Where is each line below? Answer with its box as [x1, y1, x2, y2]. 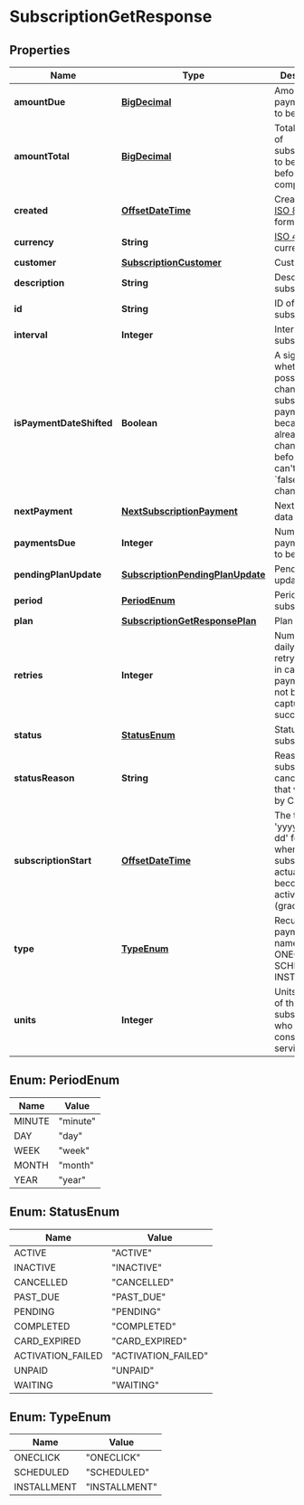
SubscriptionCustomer [121, 256, 222, 269]
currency [14, 236, 54, 248]
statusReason [14, 771, 75, 784]
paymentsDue [14, 536, 76, 549]
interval [14, 328, 48, 341]
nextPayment [14, 505, 73, 517]
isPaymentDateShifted [14, 417, 113, 429]
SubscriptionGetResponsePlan [121, 615, 257, 627]
